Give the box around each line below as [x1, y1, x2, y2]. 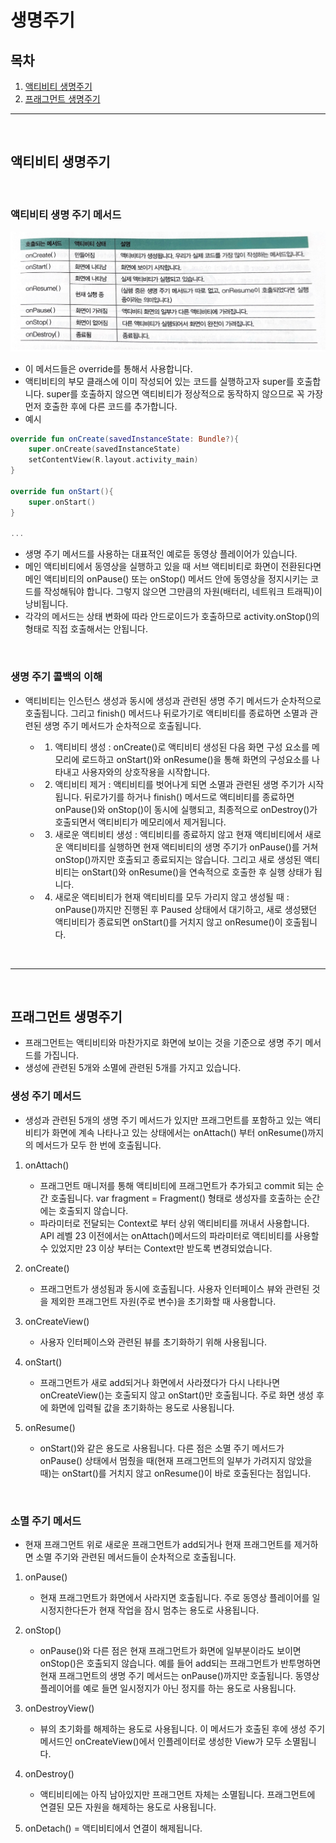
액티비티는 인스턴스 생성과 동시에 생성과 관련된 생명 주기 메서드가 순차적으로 [24, 694, 322, 706]
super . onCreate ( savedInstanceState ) [28, 444, 182, 455]
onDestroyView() [24, 1702, 95, 1715]
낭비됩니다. [24, 598, 69, 610]
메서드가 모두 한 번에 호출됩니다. [35, 1139, 162, 1151]
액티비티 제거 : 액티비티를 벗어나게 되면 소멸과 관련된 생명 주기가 [54, 778, 306, 790]
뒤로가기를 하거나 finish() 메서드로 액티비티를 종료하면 [84, 791, 295, 803]
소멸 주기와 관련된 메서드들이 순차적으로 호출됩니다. [35, 1551, 237, 1563]
